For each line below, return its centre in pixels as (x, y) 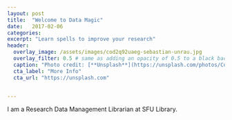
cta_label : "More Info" (47, 71)
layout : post (26, 13)
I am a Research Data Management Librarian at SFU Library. (92, 109)
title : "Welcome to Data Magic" (55, 20)
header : (18, 46)
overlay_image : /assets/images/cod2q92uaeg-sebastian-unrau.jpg (108, 52)
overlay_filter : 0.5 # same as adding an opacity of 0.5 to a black (114, 59)
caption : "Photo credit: (49, 65)
